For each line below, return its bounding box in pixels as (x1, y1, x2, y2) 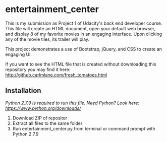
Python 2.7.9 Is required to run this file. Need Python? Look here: (5, 100, 140, 106)
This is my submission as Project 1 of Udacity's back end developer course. (5, 20, 162, 26)
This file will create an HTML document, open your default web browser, (5, 25, 155, 31)
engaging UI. (5, 51, 32, 57)
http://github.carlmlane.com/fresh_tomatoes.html (5, 72, 107, 78)
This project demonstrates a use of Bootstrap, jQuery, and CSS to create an (5, 46, 162, 52)
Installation (5, 87, 41, 95)
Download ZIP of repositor (12, 115, 68, 121)
